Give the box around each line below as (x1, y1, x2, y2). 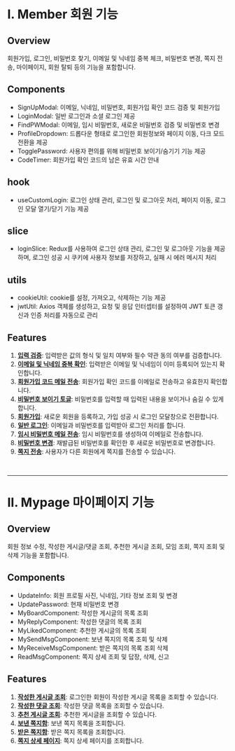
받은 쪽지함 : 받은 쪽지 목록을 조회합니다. (17, 727, 126, 736)
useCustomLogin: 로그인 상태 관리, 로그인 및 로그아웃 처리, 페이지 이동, (17, 195, 213, 204)
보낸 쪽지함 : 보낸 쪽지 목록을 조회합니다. (17, 719, 126, 727)
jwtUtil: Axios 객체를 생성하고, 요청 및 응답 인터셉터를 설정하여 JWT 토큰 (17, 302, 215, 311)
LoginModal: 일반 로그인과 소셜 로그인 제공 (17, 111, 136, 120)
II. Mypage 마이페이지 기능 (7, 495, 155, 511)
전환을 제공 (17, 138, 48, 146)
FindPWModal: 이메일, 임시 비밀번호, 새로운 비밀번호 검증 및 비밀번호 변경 (17, 120, 220, 129)
